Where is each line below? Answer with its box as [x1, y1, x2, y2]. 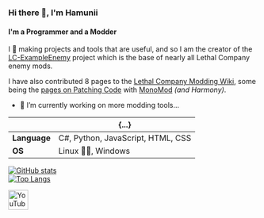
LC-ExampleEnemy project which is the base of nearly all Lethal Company [8, 53, 251, 63]
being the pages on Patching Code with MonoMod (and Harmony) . [8, 85, 227, 94]
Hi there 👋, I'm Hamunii [8, 7, 98, 18]
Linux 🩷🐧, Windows [58, 146, 131, 157]
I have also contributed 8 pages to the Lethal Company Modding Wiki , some [8, 77, 256, 86]
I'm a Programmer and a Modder [8, 27, 117, 36]
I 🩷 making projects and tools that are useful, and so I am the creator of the [8, 44, 253, 54]
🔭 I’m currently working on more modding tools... [19, 101, 180, 110]
